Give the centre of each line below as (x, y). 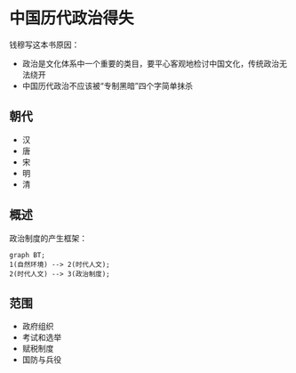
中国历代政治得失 (72, 18)
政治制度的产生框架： (48, 238)
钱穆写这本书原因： (44, 45)
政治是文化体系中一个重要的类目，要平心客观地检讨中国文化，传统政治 (151, 63)
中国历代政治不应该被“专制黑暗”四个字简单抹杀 (108, 85)
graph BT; (28, 255)
